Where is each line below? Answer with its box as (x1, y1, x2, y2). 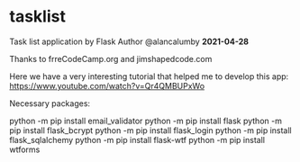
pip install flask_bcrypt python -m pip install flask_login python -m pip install (9, 124, 292, 136)
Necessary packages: (9, 97, 91, 109)
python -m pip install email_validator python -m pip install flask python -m (9, 115, 282, 126)
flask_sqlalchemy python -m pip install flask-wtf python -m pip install (9, 134, 266, 145)
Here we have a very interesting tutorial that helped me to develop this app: (9, 70, 289, 82)
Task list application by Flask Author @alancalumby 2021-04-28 (9, 36, 250, 47)
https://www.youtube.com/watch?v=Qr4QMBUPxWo (9, 80, 205, 91)
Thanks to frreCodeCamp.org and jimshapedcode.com (9, 53, 213, 64)
